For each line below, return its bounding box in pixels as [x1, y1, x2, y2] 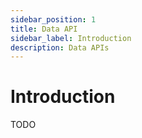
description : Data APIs [10, 42, 110, 53]
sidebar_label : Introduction [10, 33, 132, 43]
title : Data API [10, 24, 78, 34]
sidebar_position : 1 [10, 14, 97, 25]
